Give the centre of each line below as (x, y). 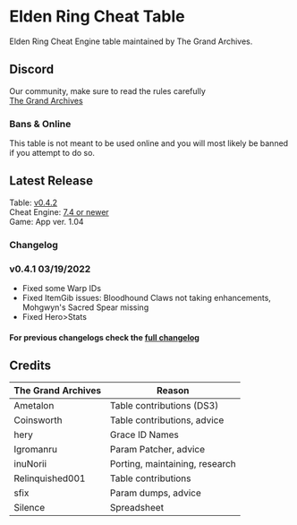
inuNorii (30, 464)
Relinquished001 (50, 478)
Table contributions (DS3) (164, 406)
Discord (32, 69)
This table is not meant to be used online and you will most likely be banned (149, 143)
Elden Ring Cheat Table (97, 17)
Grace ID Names (144, 435)
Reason (173, 391)
